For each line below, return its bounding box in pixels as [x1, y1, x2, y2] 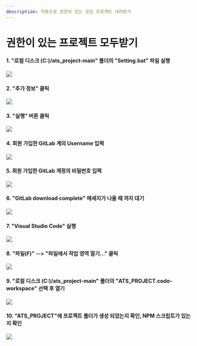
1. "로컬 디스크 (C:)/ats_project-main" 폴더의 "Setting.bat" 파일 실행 [6, 57, 170, 64]
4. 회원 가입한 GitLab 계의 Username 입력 [6, 140, 104, 147]
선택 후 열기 [38, 285, 65, 292]
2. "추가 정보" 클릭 [6, 84, 49, 92]
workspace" [6, 285, 37, 292]
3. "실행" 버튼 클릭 [6, 112, 49, 119]
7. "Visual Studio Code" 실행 [6, 222, 76, 229]
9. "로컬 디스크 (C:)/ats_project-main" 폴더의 [6, 277, 115, 285]
